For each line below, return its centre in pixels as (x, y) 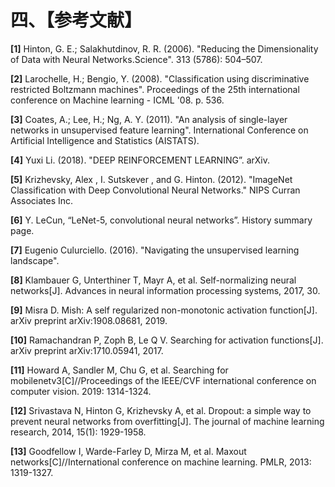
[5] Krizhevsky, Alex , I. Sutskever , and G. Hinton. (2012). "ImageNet (151, 179)
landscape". (35, 260)
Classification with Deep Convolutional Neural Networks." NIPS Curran (155, 190)
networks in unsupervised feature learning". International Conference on (159, 130)
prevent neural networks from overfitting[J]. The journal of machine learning (167, 421)
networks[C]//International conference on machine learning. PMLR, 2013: (161, 462)
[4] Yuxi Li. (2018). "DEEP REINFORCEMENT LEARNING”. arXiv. (140, 160)
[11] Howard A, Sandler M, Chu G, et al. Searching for (119, 370)
